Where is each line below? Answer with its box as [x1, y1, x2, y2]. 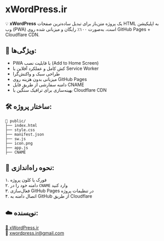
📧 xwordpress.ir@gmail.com [5, 230, 64, 236]
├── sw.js [5, 136, 26, 141]
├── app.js [5, 145, 28, 150]
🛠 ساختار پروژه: [5, 102, 52, 111]
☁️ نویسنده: [5, 208, 39, 217]
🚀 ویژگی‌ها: [5, 46, 37, 55]
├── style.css [5, 127, 36, 132]
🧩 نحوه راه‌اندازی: [5, 163, 55, 172]
